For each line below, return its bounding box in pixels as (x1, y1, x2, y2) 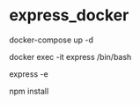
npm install (9, 86, 49, 96)
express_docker (9, 5, 129, 26)
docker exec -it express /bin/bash (9, 51, 132, 62)
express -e (9, 68, 48, 79)
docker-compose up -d (9, 34, 94, 45)
